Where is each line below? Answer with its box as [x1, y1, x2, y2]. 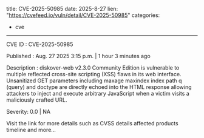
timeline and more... [6, 126, 56, 133]
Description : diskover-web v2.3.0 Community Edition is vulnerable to [6, 64, 180, 71]
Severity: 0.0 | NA [6, 108, 50, 115]
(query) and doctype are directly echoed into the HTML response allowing [6, 84, 192, 90]
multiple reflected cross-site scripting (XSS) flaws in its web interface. [6, 71, 182, 77]
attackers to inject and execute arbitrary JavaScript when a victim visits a [6, 90, 189, 97]
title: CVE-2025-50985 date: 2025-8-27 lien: [6, 5, 118, 12]
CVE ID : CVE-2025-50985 [6, 41, 73, 48]
